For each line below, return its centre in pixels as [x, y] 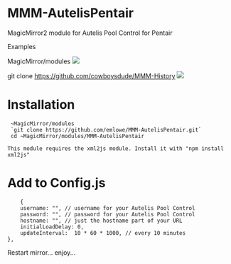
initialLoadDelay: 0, [52, 227]
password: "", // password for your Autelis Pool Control [108, 214]
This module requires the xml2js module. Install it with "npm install [116, 148]
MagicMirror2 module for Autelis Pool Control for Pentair [90, 33]
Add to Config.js [57, 183]
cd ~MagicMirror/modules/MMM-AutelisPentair [77, 136]
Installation [41, 105]
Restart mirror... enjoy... [42, 252]
